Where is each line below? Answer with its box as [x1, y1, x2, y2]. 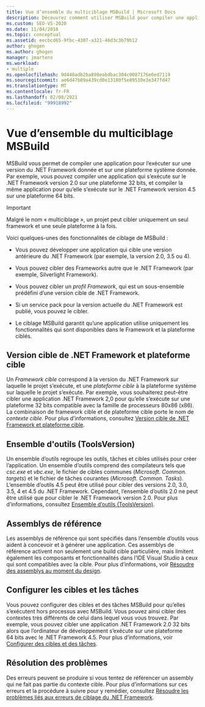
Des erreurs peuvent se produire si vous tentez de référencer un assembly [6, 674, 194, 681]
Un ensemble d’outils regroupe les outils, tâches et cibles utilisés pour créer [6, 455, 197, 462]
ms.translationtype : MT [6, 83, 67, 89]
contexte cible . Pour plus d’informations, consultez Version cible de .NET [6, 415, 190, 422]
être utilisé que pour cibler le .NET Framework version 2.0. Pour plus [6, 494, 178, 502]
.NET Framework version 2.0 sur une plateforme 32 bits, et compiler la [6, 179, 183, 187]
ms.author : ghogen [6, 49, 53, 55]
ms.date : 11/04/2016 [6, 26, 59, 32]
